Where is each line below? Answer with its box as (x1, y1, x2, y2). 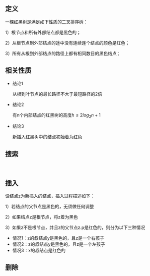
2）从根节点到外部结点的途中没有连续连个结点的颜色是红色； (5, 40, 130, 46)
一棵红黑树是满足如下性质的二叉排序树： (5, 19, 88, 25)
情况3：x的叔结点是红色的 (12, 247, 66, 254)
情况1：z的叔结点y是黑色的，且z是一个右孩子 (12, 235, 104, 241)
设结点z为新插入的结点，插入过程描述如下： (5, 193, 95, 199)
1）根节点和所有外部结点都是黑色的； (5, 29, 81, 35)
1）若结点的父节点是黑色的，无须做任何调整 (5, 204, 94, 210)
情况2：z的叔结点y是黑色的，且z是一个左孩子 (12, 241, 105, 247)
